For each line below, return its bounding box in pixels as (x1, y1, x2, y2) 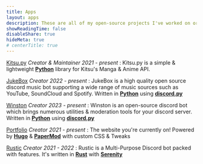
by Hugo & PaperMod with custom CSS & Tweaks (6, 132, 131, 139)
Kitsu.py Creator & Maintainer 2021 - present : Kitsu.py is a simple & (6, 58, 176, 66)
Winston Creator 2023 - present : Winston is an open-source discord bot (6, 101, 188, 109)
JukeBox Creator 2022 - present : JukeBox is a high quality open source (6, 77, 186, 84)
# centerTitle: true (6, 43, 59, 49)
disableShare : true (6, 31, 56, 37)
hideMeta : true (6, 37, 45, 43)
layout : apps (6, 14, 39, 20)
